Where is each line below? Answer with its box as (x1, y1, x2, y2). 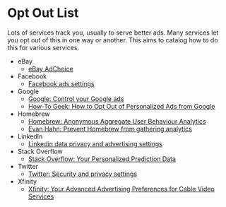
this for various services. (7, 43, 80, 52)
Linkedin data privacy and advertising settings (28, 139, 162, 148)
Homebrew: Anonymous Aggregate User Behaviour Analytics (28, 117, 206, 125)
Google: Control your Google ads (28, 94, 124, 103)
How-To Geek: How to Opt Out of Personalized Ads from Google (28, 102, 215, 110)
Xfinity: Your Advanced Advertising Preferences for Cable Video (28, 184, 215, 193)
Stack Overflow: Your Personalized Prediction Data (28, 154, 177, 163)
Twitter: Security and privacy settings (28, 170, 138, 178)
